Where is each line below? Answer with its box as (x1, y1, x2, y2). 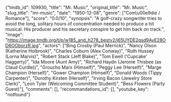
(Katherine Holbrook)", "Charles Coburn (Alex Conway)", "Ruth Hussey (5, 48, 154, 54)
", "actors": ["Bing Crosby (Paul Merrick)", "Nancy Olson (38, 43, 157, 48)
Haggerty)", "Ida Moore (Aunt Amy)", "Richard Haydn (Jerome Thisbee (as (5, 59, 162, 65)
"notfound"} (5, 92, 31, 97)
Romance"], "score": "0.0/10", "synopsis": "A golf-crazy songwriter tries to (5, 15, 162, 21)
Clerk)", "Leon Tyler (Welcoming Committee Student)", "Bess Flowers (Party (5, 80, 165, 87)
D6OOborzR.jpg (5, 43, 39, 48)
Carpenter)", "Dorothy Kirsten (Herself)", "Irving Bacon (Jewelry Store (5, 75, 152, 81)
